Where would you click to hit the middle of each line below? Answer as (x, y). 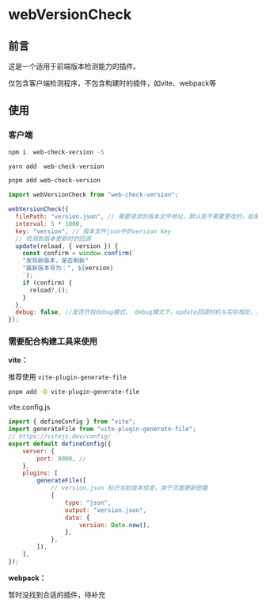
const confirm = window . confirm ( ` (79, 254)
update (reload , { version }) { (67, 246)
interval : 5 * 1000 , (49, 223)
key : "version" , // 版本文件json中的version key (93, 231)
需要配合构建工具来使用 (53, 342)
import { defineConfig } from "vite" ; (72, 422)
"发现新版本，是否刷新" (55, 261)
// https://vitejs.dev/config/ (60, 437)
